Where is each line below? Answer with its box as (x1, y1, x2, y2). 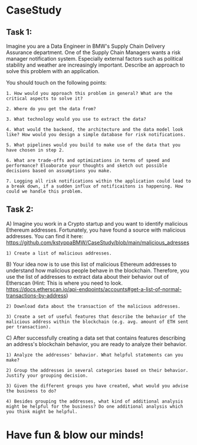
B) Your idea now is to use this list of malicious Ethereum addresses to (6, 261, 177, 268)
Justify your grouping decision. (6, 373, 88, 378)
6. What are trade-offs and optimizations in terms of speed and (6, 157, 170, 163)
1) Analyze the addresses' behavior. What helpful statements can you (6, 352, 183, 358)
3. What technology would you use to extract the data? (6, 116, 146, 122)
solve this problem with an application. (6, 68, 100, 74)
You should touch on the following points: (6, 79, 107, 86)
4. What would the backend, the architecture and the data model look (6, 127, 183, 133)
